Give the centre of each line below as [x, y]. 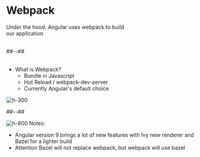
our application [25, 33]
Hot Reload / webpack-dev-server [66, 82]
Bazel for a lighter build [43, 141]
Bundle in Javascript [49, 76]
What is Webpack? [38, 69]
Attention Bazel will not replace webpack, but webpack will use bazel [100, 147]
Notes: [37, 123]
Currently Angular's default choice [66, 88]
